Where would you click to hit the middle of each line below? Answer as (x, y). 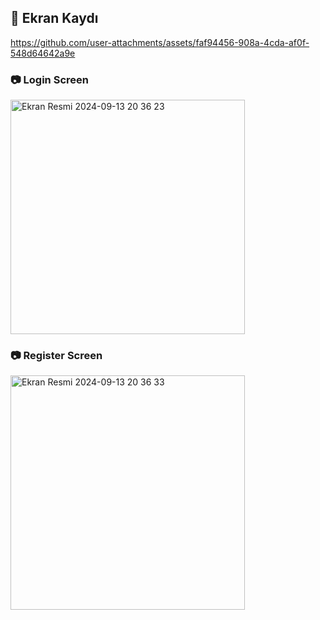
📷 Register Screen (56, 356)
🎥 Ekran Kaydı (54, 18)
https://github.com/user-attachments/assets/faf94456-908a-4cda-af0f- (160, 42)
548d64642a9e (43, 53)
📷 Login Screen (49, 79)
